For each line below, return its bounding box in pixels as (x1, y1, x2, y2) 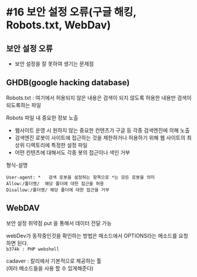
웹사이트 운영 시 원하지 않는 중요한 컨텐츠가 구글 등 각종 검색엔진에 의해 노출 (14, 127, 190, 134)
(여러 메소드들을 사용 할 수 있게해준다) (6, 265, 93, 272)
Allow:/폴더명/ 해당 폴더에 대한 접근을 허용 (6, 181, 105, 186)
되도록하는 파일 (6, 101, 41, 108)
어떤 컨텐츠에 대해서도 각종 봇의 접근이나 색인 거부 (14, 149, 130, 156)
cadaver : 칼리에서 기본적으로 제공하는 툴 (6, 257, 102, 264)
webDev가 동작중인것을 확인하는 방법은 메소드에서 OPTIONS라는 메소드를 (6, 232, 177, 239)
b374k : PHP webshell (6, 246, 60, 252)
